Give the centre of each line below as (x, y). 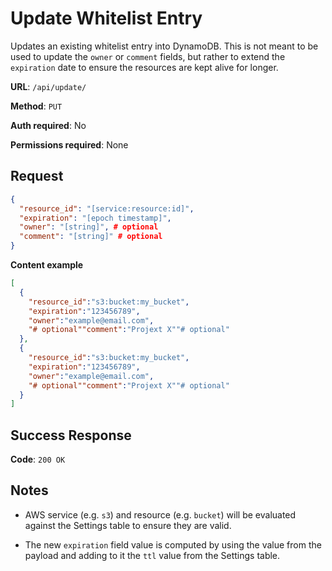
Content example (47, 265)
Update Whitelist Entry (106, 18)
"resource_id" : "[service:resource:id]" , (107, 208)
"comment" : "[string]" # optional (91, 237)
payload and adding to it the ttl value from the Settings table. (152, 555)
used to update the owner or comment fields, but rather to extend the (148, 56)
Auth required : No (48, 125)
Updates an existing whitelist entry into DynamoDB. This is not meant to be (164, 46)
